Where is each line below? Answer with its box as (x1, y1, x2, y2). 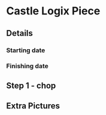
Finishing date (6, 62, 49, 70)
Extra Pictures (6, 101, 60, 111)
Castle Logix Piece (6, 4, 101, 18)
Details (6, 28, 33, 38)
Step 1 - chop (6, 80, 56, 90)
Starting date (6, 46, 46, 55)
